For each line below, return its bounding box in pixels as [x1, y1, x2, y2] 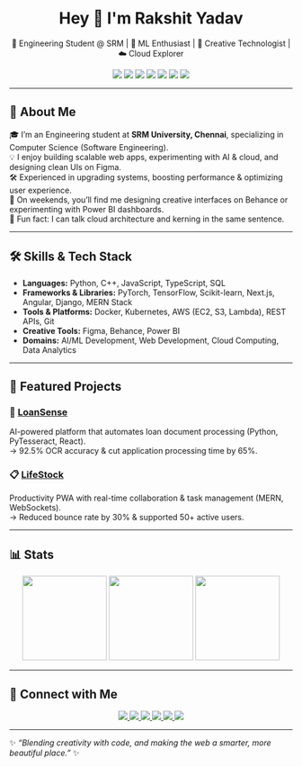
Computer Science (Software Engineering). [9, 141, 169, 152]
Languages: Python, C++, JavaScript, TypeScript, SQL [22, 277, 226, 288]
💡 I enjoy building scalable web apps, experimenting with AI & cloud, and [9, 151, 279, 162]
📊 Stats [9, 546, 55, 562]
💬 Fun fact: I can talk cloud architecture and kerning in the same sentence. [9, 213, 285, 224]
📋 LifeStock [9, 468, 65, 481]
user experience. [9, 185, 72, 195]
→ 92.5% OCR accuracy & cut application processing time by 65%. [9, 446, 258, 456]
